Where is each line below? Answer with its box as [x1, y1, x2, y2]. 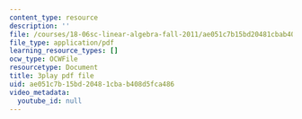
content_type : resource [9, 13, 99, 22]
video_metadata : [9, 88, 70, 97]
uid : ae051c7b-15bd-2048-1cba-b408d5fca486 [9, 80, 175, 89]
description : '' [9, 21, 70, 30]
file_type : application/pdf [9, 38, 115, 47]
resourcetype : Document [9, 64, 99, 72]
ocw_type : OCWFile [9, 55, 78, 64]
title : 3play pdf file [9, 72, 94, 81]
